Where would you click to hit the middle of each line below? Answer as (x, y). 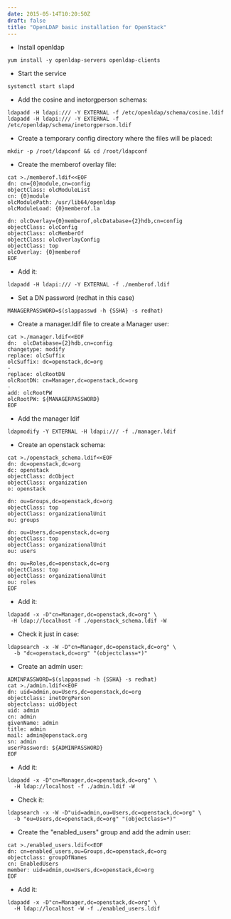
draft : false (27, 21)
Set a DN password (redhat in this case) (76, 298)
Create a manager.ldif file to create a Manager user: (93, 324)
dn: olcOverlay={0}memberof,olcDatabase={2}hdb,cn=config (95, 221)
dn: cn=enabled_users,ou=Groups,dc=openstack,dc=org (87, 851)
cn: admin (22, 717)
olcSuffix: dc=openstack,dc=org (55, 362)
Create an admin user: (50, 667)
